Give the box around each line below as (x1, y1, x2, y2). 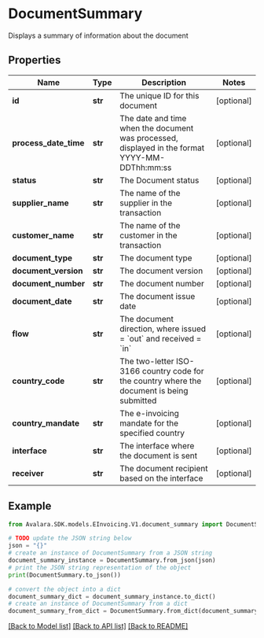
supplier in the (119, 197, 173, 208)
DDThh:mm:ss (119, 162, 172, 173)
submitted (119, 395, 157, 406)
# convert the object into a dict (8, 585, 122, 593)
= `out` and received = (119, 333, 202, 344)
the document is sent (119, 450, 198, 461)
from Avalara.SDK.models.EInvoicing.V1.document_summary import (8, 520, 223, 528)
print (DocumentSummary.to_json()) (8, 571, 122, 579)
